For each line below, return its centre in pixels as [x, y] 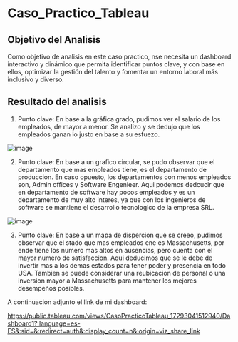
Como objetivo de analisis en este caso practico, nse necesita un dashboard [119, 56]
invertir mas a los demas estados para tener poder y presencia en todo [122, 265]
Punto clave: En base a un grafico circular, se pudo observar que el [116, 161]
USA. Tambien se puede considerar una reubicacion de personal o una [121, 273]
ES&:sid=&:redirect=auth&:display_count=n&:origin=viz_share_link [104, 331]
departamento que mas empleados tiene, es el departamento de [112, 169]
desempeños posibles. [51, 288]
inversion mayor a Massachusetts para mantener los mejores [107, 281]
